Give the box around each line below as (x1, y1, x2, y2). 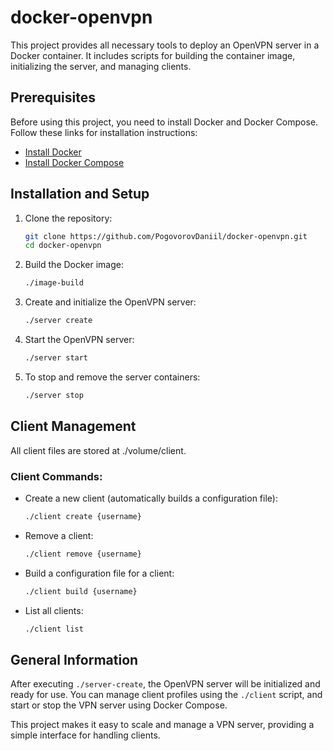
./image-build (24, 278, 84, 288)
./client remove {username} (24, 549, 142, 559)
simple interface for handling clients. (10, 729, 161, 741)
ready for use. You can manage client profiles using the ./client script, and (10, 689, 323, 701)
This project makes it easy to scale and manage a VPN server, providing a (10, 719, 315, 731)
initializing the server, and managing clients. (10, 60, 192, 72)
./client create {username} (24, 511, 142, 521)
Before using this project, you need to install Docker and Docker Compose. (10, 116, 319, 128)
